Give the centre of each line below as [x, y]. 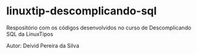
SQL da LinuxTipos [30, 34]
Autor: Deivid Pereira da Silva [43, 46]
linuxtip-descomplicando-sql [82, 11]
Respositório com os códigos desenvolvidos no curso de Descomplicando [99, 28]
